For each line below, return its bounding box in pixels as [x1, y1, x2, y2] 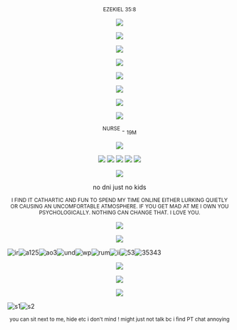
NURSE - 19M [102, 125, 137, 137]
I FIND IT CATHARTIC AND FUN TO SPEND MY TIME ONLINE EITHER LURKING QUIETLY [11, 197, 228, 204]
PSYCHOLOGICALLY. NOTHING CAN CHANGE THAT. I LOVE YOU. [38, 209, 201, 216]
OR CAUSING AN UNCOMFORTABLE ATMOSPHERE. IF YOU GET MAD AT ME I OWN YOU [10, 203, 229, 211]
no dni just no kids [93, 183, 147, 191]
